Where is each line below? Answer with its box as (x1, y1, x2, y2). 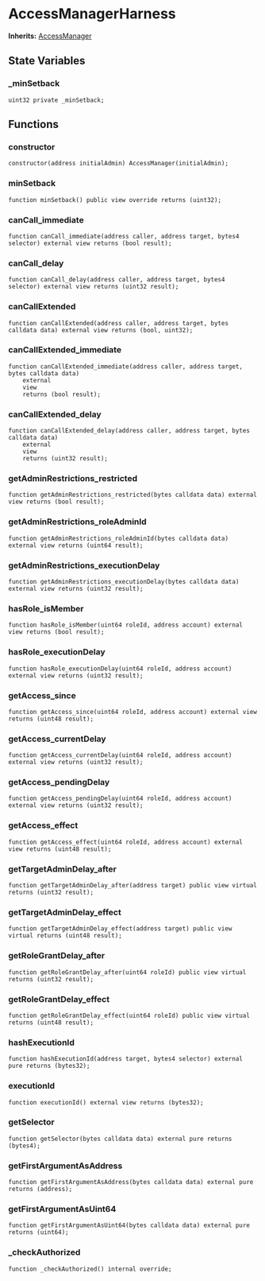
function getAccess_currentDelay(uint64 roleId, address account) (8, 751, 232, 759)
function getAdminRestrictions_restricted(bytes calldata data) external (8, 491, 258, 499)
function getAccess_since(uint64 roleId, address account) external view (8, 708, 258, 716)
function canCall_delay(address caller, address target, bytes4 (8, 276, 225, 284)
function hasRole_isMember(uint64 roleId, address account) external (8, 621, 244, 629)
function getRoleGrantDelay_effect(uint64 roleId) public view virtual (8, 1011, 250, 1019)
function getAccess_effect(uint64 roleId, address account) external (8, 838, 244, 846)
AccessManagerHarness (8, 5, 176, 23)
